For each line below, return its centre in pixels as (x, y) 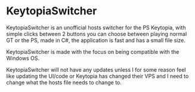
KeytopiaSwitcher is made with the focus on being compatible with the (93, 51)
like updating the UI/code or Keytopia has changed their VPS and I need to (97, 76)
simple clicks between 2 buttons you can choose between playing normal (97, 33)
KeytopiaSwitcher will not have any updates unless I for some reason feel (96, 69)
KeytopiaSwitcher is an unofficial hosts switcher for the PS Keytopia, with (96, 27)
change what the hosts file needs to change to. (64, 82)
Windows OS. (23, 58)
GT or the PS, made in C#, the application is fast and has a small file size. (96, 40)
